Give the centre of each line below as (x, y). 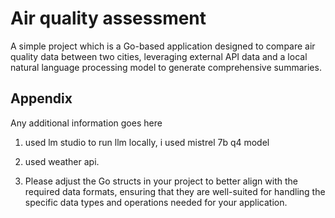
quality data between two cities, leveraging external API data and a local (159, 56)
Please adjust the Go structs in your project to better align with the (161, 181)
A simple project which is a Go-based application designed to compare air (163, 46)
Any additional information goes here (86, 123)
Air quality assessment (108, 18)
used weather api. (62, 161)
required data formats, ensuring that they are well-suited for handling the (175, 191)
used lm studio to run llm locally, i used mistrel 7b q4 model (147, 142)
